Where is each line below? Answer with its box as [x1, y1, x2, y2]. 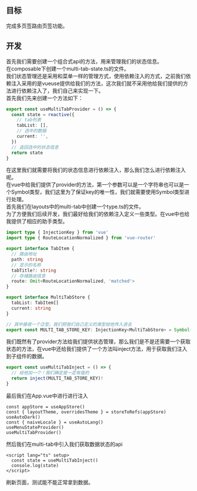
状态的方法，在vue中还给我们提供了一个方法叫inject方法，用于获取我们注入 [6, 346, 188, 353]
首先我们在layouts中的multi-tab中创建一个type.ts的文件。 [6, 203, 145, 210]
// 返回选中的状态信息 [11, 144, 59, 150]
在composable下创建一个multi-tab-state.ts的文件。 [6, 65, 130, 72]
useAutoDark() [6, 414, 41, 420]
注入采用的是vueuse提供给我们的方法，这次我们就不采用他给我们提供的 [11, 80, 184, 87]
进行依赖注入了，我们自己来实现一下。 [11, 87, 104, 94]
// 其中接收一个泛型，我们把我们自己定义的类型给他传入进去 [6, 321, 132, 327]
